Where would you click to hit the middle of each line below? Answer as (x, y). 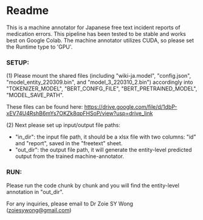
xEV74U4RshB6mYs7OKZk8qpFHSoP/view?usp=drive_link (80, 114)
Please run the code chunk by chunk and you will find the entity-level (93, 185)
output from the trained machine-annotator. (70, 156)
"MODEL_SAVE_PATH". (35, 95)
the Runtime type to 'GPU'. (40, 47)
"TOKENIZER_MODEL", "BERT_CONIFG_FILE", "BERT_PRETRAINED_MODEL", (102, 89)
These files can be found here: (45, 107)
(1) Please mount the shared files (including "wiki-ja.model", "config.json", (99, 76)
